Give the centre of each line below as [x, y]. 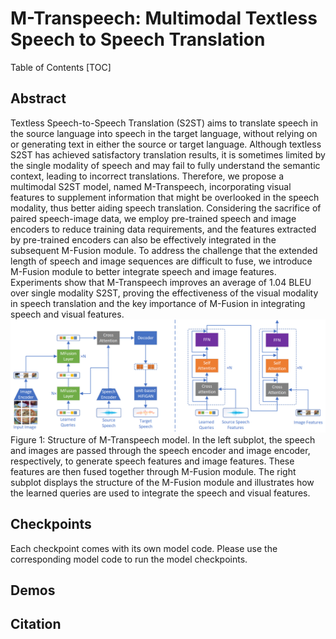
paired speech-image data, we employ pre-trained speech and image [153, 218]
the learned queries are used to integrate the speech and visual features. [160, 493]
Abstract [38, 98]
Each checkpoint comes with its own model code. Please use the [144, 548]
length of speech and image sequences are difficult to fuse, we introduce [161, 261]
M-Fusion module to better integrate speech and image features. [143, 271]
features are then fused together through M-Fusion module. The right [153, 471]
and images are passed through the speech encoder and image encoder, [160, 450]
